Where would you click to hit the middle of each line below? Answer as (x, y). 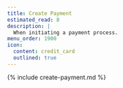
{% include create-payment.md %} (57, 77)
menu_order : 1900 (32, 39)
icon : (15, 45)
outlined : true (35, 58)
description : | (29, 26)
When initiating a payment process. (66, 32)
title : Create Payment (40, 13)
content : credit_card (44, 52)
